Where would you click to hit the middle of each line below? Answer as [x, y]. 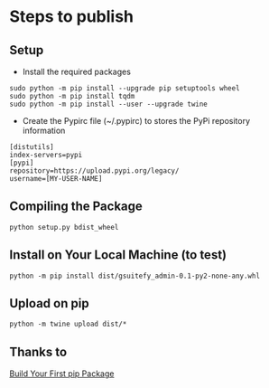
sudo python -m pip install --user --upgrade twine [108, 104]
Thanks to [38, 351]
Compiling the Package [76, 207]
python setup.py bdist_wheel [64, 227]
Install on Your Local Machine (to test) [118, 255]
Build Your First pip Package [62, 374]
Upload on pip [49, 303]
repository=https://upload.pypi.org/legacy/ [94, 171]
